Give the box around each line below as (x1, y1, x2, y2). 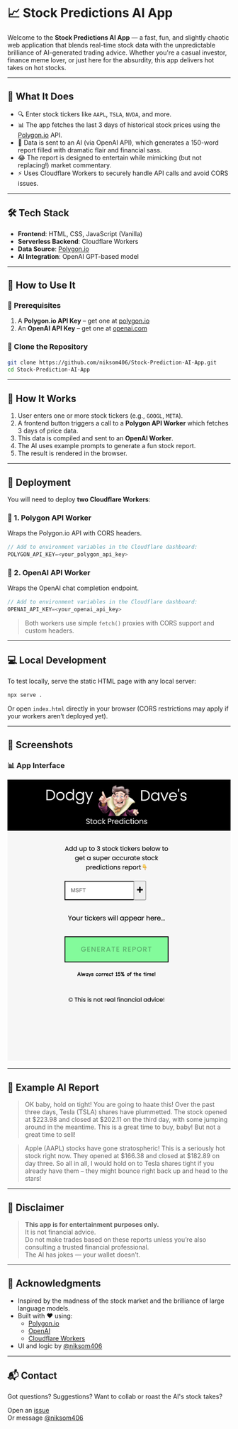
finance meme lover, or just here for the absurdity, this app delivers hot (7, 55, 215, 64)
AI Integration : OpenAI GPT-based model (17, 252, 140, 260)
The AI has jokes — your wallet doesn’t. (24, 1250, 140, 1259)
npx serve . (7, 691, 42, 699)
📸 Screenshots (7, 739, 74, 751)
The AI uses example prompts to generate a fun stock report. (17, 442, 196, 450)
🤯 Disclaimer (7, 1201, 64, 1213)
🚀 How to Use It (7, 279, 76, 291)
